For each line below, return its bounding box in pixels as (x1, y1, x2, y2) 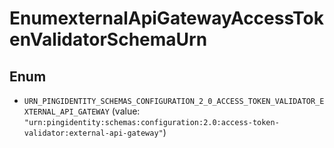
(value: (111, 105, 141, 117)
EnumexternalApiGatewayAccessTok (9, 7, 324, 30)
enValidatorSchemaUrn (9, 28, 208, 51)
